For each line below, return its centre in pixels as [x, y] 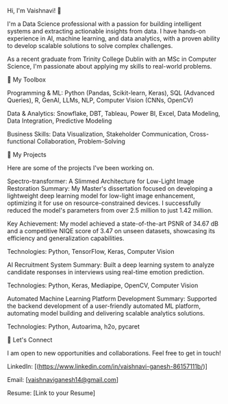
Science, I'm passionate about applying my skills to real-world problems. [110, 66]
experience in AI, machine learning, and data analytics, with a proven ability [114, 38]
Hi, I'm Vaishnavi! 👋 [34, 11]
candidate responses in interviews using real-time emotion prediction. [106, 272]
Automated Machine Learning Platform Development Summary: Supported [112, 299]
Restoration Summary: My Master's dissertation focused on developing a [110, 188]
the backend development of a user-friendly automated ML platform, [104, 306]
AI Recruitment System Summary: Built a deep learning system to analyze [111, 265]
